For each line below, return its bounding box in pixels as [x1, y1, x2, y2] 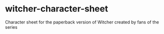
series [5, 24, 18, 30]
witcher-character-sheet [5, 3, 109, 14]
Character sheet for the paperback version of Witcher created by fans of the [5, 19, 159, 25]
